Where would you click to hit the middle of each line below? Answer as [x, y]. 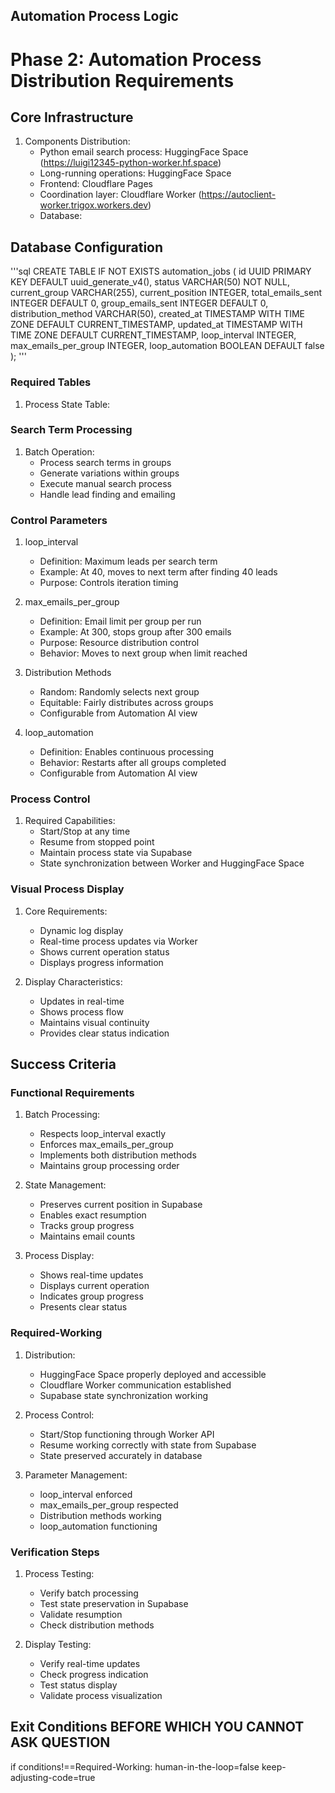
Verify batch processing [89, 1593]
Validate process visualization [101, 1695]
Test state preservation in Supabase [114, 1603]
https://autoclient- [239, 195]
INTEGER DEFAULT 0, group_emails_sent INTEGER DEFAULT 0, [139, 303]
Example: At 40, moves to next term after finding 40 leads [158, 572]
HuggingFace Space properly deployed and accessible [153, 1374]
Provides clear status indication [104, 1033]
